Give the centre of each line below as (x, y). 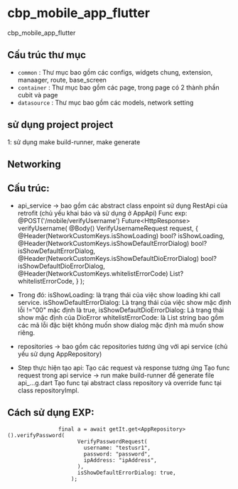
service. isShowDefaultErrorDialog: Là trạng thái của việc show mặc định (124, 302)
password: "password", (117, 454)
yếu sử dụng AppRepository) (60, 354)
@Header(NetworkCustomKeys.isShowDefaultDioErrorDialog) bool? (117, 258)
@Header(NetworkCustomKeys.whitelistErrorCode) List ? (101, 273)
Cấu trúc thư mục (47, 55)
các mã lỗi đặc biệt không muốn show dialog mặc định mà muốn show (121, 325)
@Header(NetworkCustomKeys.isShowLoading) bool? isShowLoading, (121, 235)
